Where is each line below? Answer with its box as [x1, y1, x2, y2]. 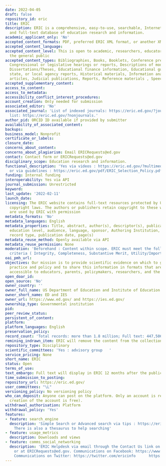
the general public [9, 53, 50, 58]
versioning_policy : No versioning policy [5, 389, 92, 394]
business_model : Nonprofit [5, 132, 61, 137]
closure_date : [5, 140, 35, 146]
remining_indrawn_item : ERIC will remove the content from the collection [5, 338, 163, 343]
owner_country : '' [5, 283, 43, 288]
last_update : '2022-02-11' [5, 191, 61, 196]
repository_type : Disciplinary [5, 343, 70, 348]
